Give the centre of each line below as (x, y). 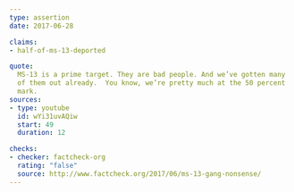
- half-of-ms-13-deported (57, 50)
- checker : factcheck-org (57, 157)
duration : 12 (42, 133)
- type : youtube (39, 108)
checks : (24, 149)
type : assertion (39, 17)
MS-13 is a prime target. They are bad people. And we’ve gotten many (151, 75)
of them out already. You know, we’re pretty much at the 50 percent (151, 83)
